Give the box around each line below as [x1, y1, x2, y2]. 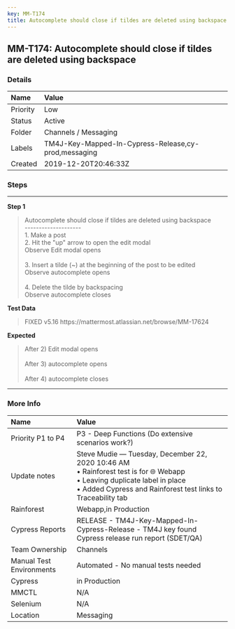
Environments [10, 564, 56, 574]
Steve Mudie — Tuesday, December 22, [76, 449, 208, 459]
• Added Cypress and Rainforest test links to [76, 484, 222, 494]
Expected [7, 331, 36, 340]
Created [10, 159, 38, 169]
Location [10, 610, 40, 620]
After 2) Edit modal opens [24, 345, 99, 353]
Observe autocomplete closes [24, 290, 111, 299]
